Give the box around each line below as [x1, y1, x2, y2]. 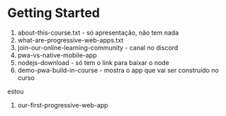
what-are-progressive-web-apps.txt [17, 35, 124, 44]
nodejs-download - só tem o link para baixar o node [17, 58, 170, 66]
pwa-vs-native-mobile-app [17, 51, 97, 59]
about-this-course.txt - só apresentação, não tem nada [17, 28, 179, 37]
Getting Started [7, 5, 101, 21]
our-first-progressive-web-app [17, 100, 108, 109]
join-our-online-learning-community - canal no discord [17, 43, 179, 52]
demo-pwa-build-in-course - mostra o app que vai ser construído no [17, 66, 220, 74]
